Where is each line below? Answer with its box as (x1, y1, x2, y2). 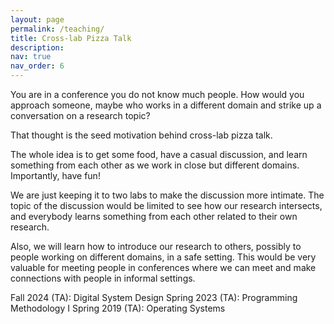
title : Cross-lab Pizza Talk (10, 33, 132, 43)
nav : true (10, 52, 52, 62)
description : (10, 42, 65, 53)
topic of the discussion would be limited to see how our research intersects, (10, 200, 323, 211)
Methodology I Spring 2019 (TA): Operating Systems (10, 302, 226, 314)
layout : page (10, 14, 65, 25)
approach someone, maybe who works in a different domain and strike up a (10, 99, 322, 111)
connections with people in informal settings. (10, 272, 196, 284)
